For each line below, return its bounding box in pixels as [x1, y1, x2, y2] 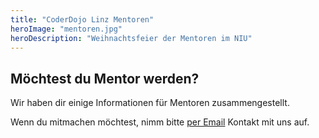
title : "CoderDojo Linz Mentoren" [10, 14, 155, 25]
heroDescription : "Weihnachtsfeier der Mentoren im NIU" [10, 33, 253, 43]
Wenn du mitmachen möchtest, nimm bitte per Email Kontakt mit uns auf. [10, 116, 310, 128]
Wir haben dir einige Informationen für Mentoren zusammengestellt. [10, 97, 290, 109]
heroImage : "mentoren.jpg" [10, 24, 123, 34]
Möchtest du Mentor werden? [10, 70, 200, 87]
